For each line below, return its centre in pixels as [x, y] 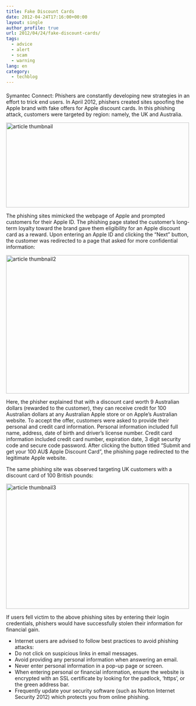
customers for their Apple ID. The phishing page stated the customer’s [91, 222]
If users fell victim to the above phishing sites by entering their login [88, 617]
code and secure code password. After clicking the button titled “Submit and [99, 445]
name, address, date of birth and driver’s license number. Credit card [89, 433]
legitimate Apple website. [37, 458]
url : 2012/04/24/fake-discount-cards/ [53, 33]
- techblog [25, 77]
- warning [23, 60]
